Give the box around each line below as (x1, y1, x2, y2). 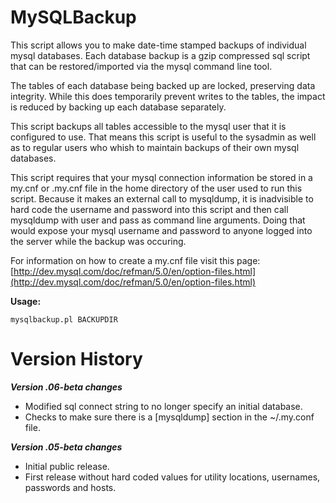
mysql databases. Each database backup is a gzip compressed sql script (10, 49, 311, 61)
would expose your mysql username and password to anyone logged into (10, 224, 313, 236)
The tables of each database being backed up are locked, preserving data (10, 79, 316, 91)
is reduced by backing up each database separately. (10, 101, 227, 113)
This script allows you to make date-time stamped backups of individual (10, 39, 307, 51)
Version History (10, 348, 143, 371)
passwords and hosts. (24, 481, 117, 493)
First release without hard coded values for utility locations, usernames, (24, 471, 321, 483)
